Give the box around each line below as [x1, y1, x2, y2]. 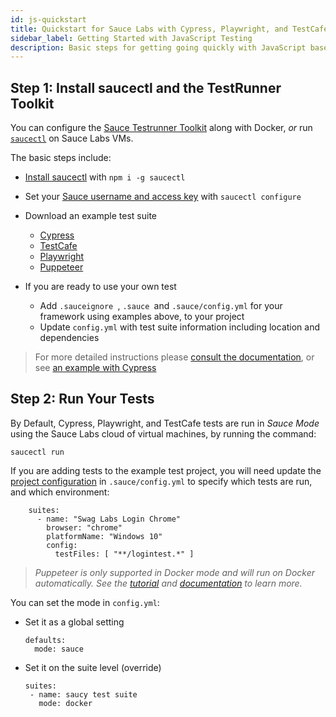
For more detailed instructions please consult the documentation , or [34, 351, 315, 363]
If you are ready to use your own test [24, 281, 177, 293]
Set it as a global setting [24, 616, 125, 628]
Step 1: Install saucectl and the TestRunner [10, 79, 282, 96]
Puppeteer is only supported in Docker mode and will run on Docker [34, 566, 316, 578]
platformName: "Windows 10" [46, 531, 163, 541]
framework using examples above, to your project [39, 311, 245, 323]
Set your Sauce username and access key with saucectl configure [24, 191, 302, 203]
